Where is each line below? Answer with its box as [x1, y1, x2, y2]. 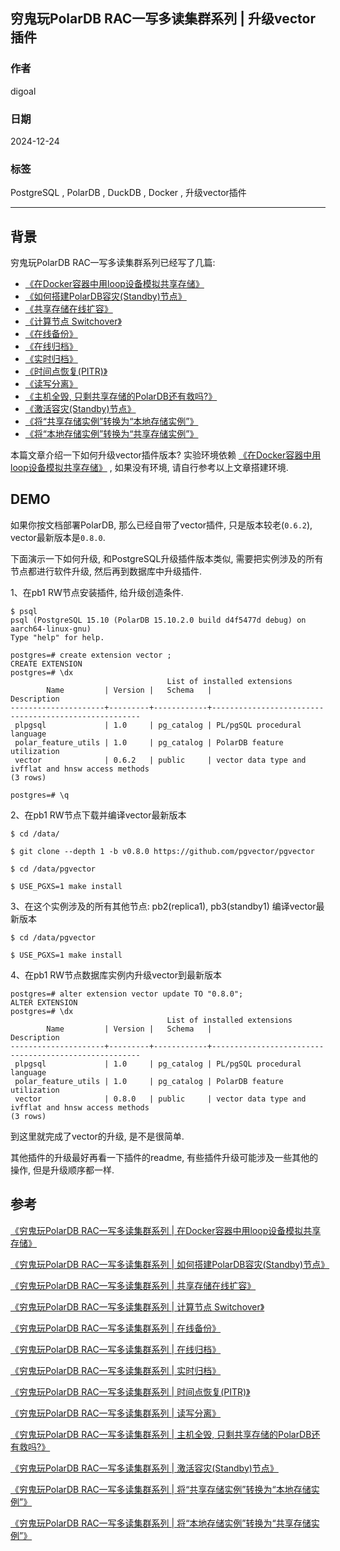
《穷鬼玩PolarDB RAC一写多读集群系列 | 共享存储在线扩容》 [10, 1279, 257, 1291]
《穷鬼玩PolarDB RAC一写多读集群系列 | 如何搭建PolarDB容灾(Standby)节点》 [10, 1258, 330, 1270]
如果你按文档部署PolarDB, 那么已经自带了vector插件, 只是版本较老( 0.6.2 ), [10, 519, 313, 531]
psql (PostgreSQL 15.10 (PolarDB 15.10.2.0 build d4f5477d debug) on [10, 615, 307, 625]
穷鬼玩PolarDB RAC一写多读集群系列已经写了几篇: [10, 257, 216, 269]
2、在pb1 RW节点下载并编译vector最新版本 [10, 809, 187, 821]
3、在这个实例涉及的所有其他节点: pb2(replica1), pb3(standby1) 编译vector [10, 900, 317, 912]
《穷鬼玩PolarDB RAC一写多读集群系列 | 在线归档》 [10, 1343, 222, 1355]
